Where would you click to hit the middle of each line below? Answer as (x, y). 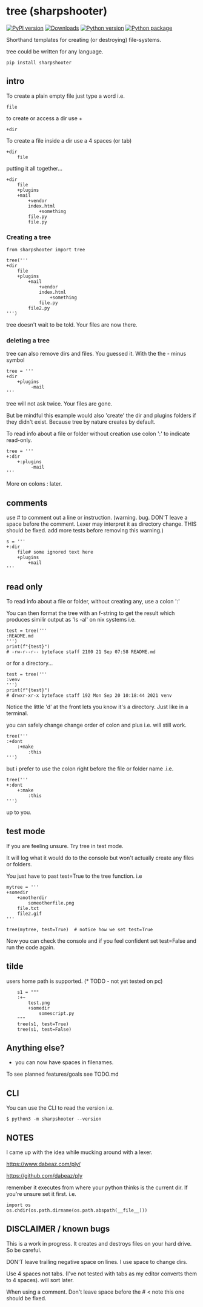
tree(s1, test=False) (44, 1029)
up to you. (19, 812)
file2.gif (30, 914)
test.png (39, 1003)
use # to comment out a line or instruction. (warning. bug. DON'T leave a (97, 518)
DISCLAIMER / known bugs (58, 1229)
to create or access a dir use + (45, 118)
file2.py (39, 308)
